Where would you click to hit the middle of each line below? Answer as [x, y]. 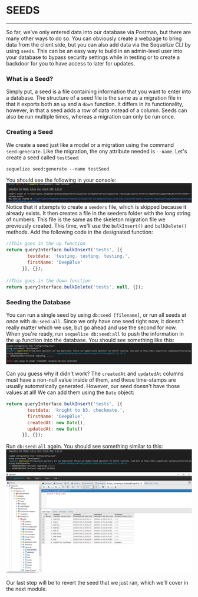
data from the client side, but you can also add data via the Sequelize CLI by [99, 44]
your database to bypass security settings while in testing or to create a [93, 57]
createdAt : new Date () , [56, 422]
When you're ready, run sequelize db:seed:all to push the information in [95, 334]
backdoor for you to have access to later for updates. [71, 63]
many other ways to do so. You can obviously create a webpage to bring [94, 38]
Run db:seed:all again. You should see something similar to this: [85, 447]
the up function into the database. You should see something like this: [90, 340]
